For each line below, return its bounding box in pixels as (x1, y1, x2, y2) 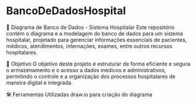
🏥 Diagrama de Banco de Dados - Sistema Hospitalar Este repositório (6, 24, 175, 31)
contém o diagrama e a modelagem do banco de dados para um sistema (6, 30, 184, 37)
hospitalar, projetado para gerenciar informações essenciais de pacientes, (6, 36, 188, 43)
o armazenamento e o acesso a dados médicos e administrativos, (6, 66, 166, 73)
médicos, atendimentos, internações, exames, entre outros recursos (6, 43, 173, 50)
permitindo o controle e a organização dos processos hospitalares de (6, 73, 176, 80)
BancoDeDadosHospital (6, 4, 126, 18)
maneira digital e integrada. (6, 79, 73, 86)
